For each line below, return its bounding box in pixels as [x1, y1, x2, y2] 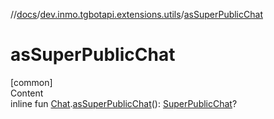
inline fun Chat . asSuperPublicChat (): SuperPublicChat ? [10, 97, 238, 109]
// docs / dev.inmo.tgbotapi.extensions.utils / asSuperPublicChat [10, 9, 263, 20]
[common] [10, 76, 53, 88]
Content [10, 87, 44, 99]
